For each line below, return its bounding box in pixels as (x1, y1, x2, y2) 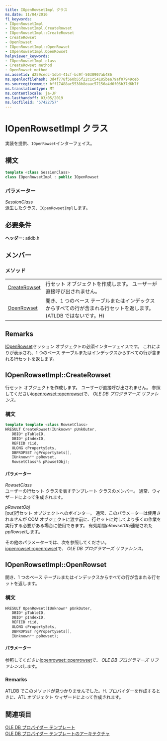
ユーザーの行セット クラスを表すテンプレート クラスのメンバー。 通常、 (5, 488, 153, 494)
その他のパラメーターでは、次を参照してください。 (5, 539, 109, 546)
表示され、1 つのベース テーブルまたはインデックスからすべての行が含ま (13, 350, 161, 356)
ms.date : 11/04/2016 (5, 12, 48, 17)
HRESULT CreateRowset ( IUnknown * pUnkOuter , (5, 427, 97, 432)
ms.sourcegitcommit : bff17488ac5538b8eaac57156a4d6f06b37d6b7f (5, 81, 139, 86)
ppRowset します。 (5, 529, 43, 535)
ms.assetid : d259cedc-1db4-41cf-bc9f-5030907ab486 (5, 72, 112, 77)
